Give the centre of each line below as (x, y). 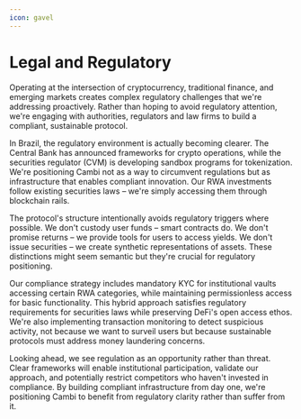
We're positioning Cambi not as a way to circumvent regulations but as (140, 171)
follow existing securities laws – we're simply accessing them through (138, 191)
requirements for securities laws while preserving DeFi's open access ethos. (151, 312)
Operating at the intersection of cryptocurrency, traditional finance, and (142, 87)
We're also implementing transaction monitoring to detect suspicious (137, 322)
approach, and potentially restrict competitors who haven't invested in (139, 377)
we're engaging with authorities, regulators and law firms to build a (133, 116)
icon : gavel (31, 18)
